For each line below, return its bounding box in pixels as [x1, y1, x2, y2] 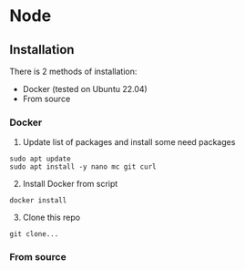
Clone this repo [22, 212, 80, 223]
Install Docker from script [22, 179, 118, 190]
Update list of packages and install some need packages [22, 137, 236, 148]
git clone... [9, 230, 59, 239]
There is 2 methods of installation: [9, 66, 138, 77]
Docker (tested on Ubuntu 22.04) [22, 84, 148, 94]
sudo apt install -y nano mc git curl [9, 162, 157, 171]
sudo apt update [9, 154, 71, 164]
